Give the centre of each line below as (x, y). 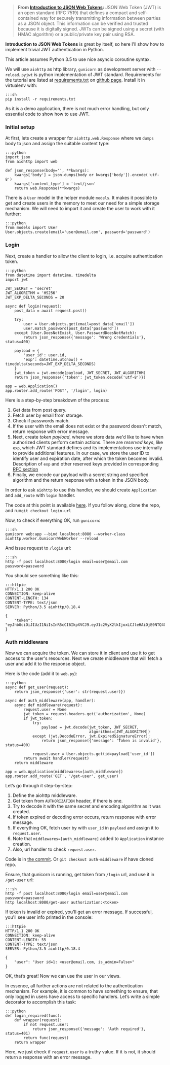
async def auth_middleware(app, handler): (51, 701)
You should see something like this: (42, 575)
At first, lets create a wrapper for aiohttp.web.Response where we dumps (80, 138)
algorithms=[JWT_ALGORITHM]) (120, 731)
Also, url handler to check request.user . (54, 849)
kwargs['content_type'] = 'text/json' (55, 184)
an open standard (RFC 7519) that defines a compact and (77, 13)
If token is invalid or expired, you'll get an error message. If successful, (79, 912)
